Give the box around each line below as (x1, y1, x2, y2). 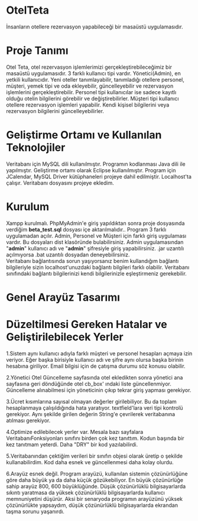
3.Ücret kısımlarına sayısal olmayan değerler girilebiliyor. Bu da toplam (6, 398, 177, 405)
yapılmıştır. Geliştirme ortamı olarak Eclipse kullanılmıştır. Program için (6, 166, 176, 173)
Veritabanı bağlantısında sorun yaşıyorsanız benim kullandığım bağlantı (6, 257, 179, 264)
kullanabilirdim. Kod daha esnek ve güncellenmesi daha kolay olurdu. (6, 458, 174, 465)
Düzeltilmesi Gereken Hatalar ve (6, 318, 167, 332)
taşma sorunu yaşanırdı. (6, 507, 65, 515)
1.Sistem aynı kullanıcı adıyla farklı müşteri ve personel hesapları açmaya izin (6, 350, 193, 357)
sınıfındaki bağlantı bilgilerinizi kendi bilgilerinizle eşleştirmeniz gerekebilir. (6, 270, 187, 277)
